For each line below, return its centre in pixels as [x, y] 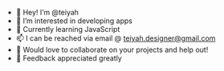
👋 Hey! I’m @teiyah [47, 12]
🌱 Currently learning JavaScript [68, 29]
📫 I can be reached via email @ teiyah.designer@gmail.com [116, 38]
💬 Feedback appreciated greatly [69, 58]
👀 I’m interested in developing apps [74, 21]
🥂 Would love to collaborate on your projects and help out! [112, 49]
